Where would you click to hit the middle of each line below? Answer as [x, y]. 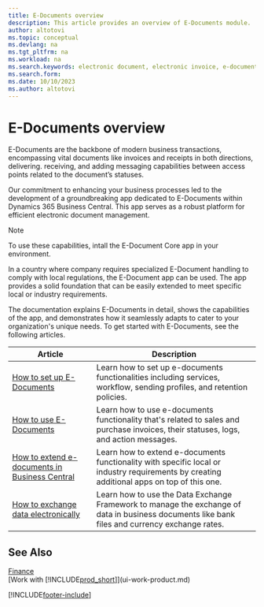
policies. [112, 397]
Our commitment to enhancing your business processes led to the [115, 190]
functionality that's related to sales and [168, 420]
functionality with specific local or [159, 462]
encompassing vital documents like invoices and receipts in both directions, [131, 158]
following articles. [37, 335]
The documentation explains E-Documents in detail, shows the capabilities [129, 310]
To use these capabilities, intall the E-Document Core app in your [113, 246]
